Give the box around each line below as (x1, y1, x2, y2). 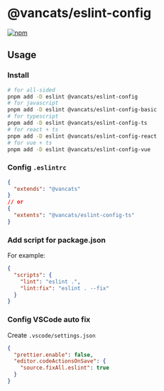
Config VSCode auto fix (7, 314, 91, 324)
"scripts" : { (13, 271, 53, 278)
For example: (7, 251, 46, 260)
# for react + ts (7, 126, 59, 133)
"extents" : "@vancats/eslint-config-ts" (13, 211, 135, 219)
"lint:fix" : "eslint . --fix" (20, 285, 110, 292)
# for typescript (7, 113, 59, 120)
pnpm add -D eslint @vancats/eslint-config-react (7, 133, 158, 140)
